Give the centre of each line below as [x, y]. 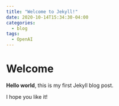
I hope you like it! [27, 96]
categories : [21, 23]
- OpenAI [22, 39]
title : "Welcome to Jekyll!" [42, 12]
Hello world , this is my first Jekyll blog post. [60, 85]
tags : [13, 34]
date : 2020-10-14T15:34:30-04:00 [47, 17]
